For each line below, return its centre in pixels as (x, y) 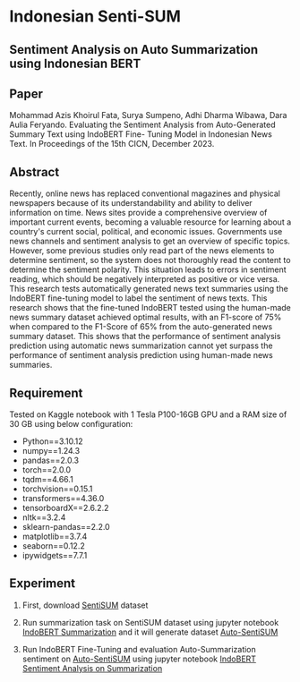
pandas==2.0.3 (50, 460)
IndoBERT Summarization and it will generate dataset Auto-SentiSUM (150, 632)
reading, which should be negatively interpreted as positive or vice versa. (145, 279)
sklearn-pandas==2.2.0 (66, 527)
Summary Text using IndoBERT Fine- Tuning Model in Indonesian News (141, 134)
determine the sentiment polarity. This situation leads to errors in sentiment (148, 269)
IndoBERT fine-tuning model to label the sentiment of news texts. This (138, 298)
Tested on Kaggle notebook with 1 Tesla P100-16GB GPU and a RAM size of (148, 414)
